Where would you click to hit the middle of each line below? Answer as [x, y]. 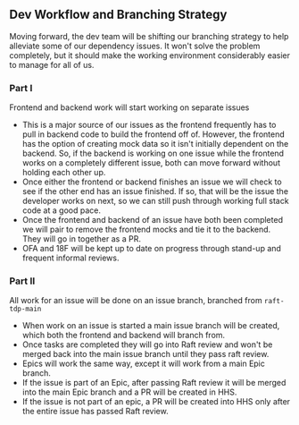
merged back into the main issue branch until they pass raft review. [145, 354]
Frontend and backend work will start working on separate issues [129, 107]
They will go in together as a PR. [81, 239]
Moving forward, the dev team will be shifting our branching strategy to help [149, 36]
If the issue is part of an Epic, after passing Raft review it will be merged [154, 383]
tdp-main [25, 309]
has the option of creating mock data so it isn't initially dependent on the [155, 144]
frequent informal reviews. [71, 258]
